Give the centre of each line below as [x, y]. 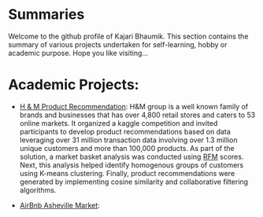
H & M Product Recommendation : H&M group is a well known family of [134, 106]
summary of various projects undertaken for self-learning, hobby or [118, 44]
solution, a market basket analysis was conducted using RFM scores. [131, 156]
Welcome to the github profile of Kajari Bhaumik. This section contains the [128, 36]
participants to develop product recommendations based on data [125, 131]
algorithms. [38, 189]
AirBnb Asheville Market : [59, 205]
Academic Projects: [74, 85]
